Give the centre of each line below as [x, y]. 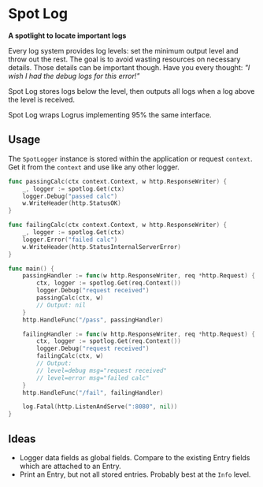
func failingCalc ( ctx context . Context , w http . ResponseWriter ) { [117, 225]
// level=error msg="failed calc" [93, 378]
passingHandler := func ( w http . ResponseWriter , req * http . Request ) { [139, 276]
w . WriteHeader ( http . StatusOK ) [72, 203]
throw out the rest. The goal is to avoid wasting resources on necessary [124, 59]
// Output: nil [61, 305]
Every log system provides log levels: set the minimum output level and [123, 50]
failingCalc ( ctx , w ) [70, 356]
